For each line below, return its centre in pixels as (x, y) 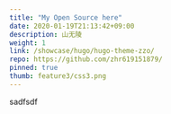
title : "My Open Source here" (66, 18)
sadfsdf (23, 101)
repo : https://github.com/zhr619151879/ (86, 59)
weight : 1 (28, 43)
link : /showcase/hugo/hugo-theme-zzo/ (82, 51)
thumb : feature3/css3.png (58, 76)
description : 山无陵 (46, 34)
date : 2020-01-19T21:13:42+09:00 (72, 26)
